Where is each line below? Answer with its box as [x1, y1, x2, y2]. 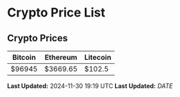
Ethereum [44, 53, 78, 62]
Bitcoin [12, 53, 37, 62]
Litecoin [83, 53, 112, 62]
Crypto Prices [7, 32, 68, 44]
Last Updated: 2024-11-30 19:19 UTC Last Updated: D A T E [7, 82, 174, 90]
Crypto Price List [7, 5, 106, 21]
